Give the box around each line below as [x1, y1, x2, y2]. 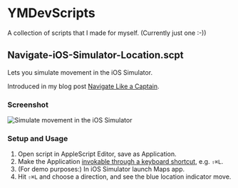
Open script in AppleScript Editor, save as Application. [17, 150, 177, 158]
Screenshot [7, 100, 48, 110]
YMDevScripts [7, 5, 96, 21]
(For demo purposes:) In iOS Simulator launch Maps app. [17, 165, 185, 174]
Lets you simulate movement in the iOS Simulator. [7, 68, 153, 76]
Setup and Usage [7, 133, 68, 143]
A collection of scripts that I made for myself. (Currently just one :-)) [7, 28, 207, 37]
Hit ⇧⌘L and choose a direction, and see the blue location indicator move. [17, 172, 232, 181]
